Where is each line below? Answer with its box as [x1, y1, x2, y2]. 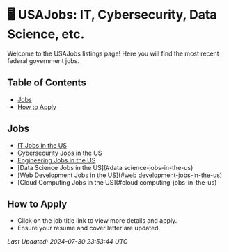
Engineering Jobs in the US [17, 156, 96, 165]
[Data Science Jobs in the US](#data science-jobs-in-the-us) [17, 163, 194, 171]
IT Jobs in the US [17, 141, 68, 149]
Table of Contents [7, 77, 87, 89]
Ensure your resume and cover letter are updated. [17, 224, 161, 233]
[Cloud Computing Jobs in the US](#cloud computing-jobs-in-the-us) [17, 178, 217, 186]
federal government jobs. [7, 56, 80, 65]
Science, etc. [7, 26, 85, 42]
